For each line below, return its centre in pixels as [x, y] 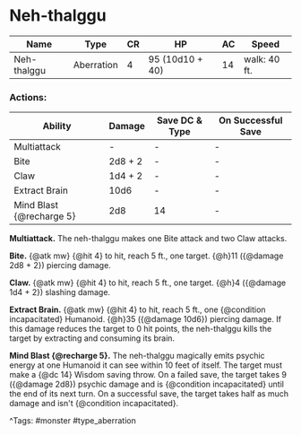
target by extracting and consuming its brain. [92, 338]
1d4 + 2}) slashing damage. [60, 292]
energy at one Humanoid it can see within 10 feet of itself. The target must [146, 365]
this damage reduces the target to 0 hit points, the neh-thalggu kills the [141, 329]
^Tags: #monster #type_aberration [73, 421]
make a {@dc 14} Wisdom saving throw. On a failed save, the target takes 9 [148, 375]
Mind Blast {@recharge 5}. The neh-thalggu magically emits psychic [138, 356]
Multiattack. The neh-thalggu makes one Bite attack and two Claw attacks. [148, 239]
